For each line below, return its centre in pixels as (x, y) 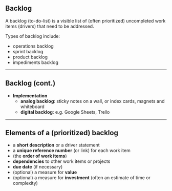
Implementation (30, 95)
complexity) (25, 183)
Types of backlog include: (33, 36)
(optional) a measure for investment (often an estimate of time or (82, 178)
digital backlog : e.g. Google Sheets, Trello (65, 112)
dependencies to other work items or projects (61, 161)
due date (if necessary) (38, 167)
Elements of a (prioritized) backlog (62, 133)
